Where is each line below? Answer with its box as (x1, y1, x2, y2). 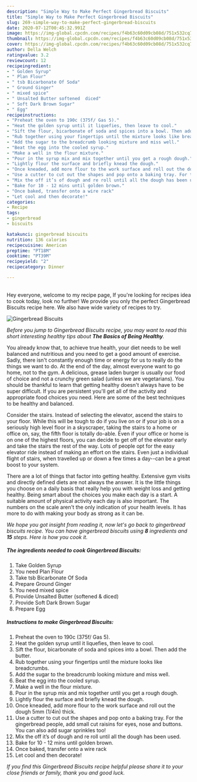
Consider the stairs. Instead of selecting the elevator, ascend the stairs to (6, 411, 183, 419)
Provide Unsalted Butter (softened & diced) (15, 592, 119, 600)
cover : (6, 42, 23, 47)
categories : (6, 199, 36, 205)
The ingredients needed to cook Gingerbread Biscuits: (6, 547, 141, 554)
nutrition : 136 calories (6, 236, 67, 243)
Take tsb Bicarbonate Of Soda (15, 574, 88, 581)
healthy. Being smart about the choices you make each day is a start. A (6, 491, 178, 498)
